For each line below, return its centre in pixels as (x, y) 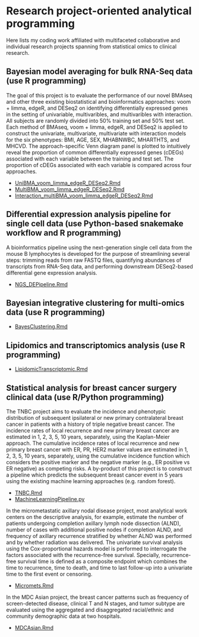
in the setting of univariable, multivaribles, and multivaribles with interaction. (99, 114)
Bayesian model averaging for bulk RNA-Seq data (99, 72)
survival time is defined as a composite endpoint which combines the (102, 561)
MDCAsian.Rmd (34, 628)
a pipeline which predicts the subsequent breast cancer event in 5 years (94, 475)
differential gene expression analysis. (52, 273)
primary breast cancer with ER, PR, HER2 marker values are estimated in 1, (97, 449)
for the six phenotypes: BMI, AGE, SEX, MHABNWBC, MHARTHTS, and (93, 140)
